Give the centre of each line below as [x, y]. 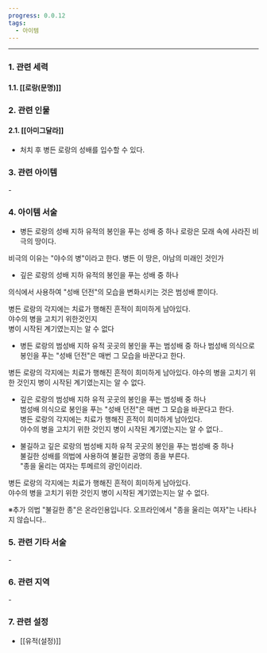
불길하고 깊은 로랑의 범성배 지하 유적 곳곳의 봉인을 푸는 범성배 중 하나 [127, 445]
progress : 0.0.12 [37, 16]
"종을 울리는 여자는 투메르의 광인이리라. [81, 465]
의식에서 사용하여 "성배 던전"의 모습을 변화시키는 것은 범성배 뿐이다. [113, 292]
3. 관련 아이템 [33, 172]
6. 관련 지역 [29, 581]
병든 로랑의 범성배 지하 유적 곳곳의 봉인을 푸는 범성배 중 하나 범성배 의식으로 [137, 345]
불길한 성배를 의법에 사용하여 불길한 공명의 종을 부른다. [104, 456]
